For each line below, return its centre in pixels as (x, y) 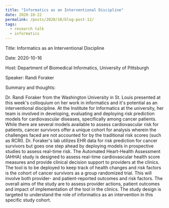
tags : (11, 24)
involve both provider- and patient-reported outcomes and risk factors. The (84, 178)
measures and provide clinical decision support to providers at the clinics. (82, 162)
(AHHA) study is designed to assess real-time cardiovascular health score (83, 157)
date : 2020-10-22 (24, 15)
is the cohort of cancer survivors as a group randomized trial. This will (79, 173)
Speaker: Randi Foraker (30, 78)
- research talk (27, 29)
